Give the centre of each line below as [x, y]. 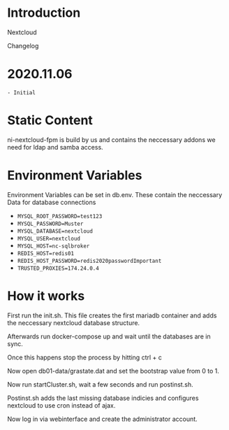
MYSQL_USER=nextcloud [49, 238]
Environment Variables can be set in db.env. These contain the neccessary [115, 194]
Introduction [44, 13]
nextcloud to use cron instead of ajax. [61, 405]
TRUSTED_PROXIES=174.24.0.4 [58, 268]
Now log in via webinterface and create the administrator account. [102, 419]
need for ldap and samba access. [55, 147]
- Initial [22, 92]
